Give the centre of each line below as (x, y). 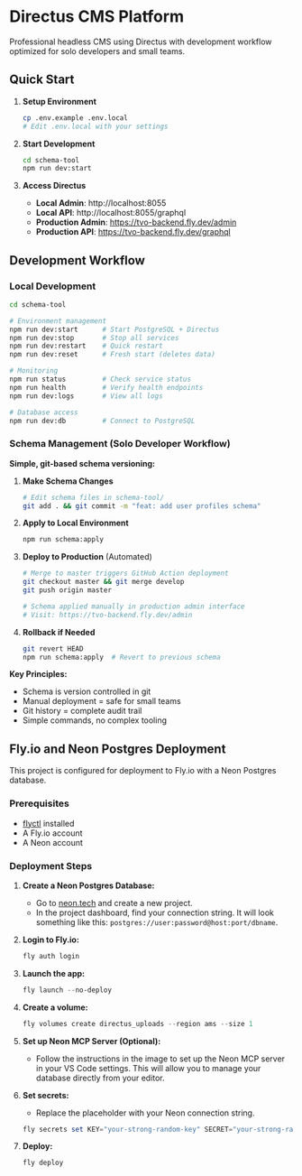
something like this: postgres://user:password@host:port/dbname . (157, 921)
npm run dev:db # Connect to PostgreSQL (102, 421)
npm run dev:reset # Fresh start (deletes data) (113, 355)
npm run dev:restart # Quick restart (87, 346)
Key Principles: (38, 674)
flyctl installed (48, 823)
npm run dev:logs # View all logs (87, 396)
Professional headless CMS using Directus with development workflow (141, 42)
